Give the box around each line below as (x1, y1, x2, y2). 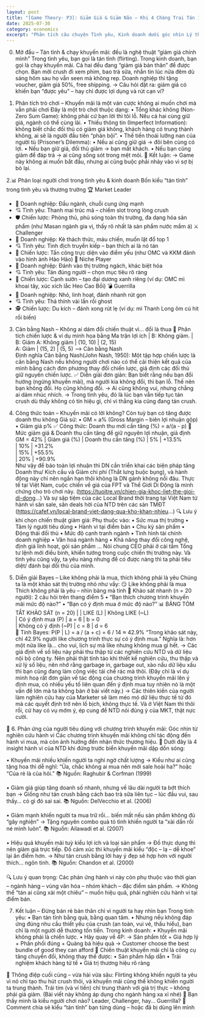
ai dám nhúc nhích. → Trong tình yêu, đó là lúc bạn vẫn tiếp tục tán (15, 391, 184, 399)
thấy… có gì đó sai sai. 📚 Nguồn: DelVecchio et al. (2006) (6, 797, 152, 805)
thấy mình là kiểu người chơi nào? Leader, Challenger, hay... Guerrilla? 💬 (6, 997, 186, 1005)
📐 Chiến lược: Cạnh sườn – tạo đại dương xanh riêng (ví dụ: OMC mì (15, 276, 185, 283)
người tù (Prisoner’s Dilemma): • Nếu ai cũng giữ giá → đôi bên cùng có (15, 138, 195, 146)
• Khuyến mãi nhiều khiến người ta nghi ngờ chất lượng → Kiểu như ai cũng (6, 757, 195, 764)
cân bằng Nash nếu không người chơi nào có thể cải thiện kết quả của (15, 358, 192, 366)
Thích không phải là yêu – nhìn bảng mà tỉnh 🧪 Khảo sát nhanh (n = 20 (15, 587, 192, 595)
